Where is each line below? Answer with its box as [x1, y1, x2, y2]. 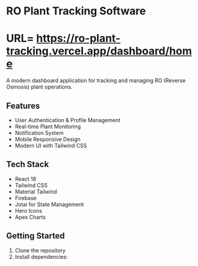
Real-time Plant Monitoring [14, 123, 81, 130]
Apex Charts [14, 213, 46, 220]
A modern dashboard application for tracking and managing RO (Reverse [6, 77, 186, 84]
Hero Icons [14, 207, 42, 214]
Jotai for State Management [14, 201, 84, 208]
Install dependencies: [14, 253, 68, 260]
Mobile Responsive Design [14, 135, 81, 143]
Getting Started [6, 231, 65, 241]
